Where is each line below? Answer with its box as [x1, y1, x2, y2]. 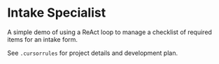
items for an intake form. [7, 35, 78, 43]
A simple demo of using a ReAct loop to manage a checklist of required [7, 28, 212, 36]
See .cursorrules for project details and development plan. [7, 49, 178, 57]
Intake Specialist [7, 5, 106, 21]
